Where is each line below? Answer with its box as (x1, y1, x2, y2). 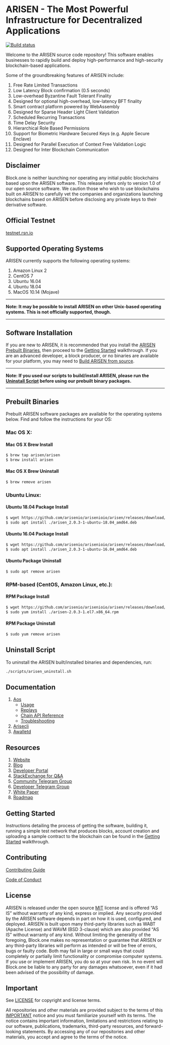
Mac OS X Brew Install (6, 441, 53, 448)
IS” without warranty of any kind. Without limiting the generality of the (6, 932, 151, 938)
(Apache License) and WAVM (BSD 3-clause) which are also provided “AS (6, 926, 159, 932)
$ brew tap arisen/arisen (6, 453, 60, 458)
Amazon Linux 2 (13, 267, 47, 274)
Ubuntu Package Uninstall (6, 558, 62, 564)
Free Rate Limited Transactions (13, 82, 78, 88)
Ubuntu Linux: (6, 491, 41, 498)
